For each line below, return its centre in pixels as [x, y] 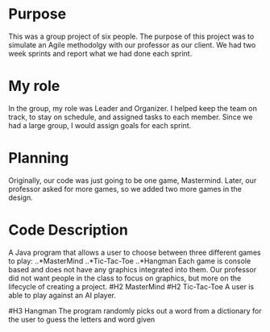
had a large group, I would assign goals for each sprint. [100, 125]
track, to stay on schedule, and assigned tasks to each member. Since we [131, 117]
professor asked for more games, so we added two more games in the [125, 189]
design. [21, 197]
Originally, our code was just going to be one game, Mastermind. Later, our [133, 180]
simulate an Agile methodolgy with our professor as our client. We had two [132, 44]
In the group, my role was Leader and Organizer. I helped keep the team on [133, 108]
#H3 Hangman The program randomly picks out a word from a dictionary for [135, 310]
